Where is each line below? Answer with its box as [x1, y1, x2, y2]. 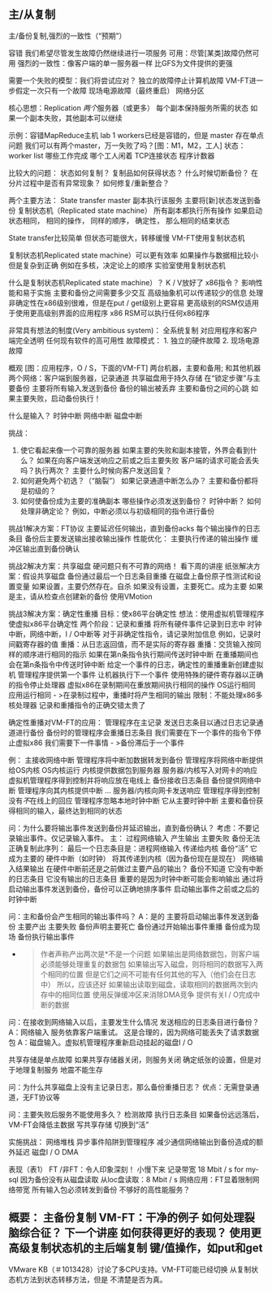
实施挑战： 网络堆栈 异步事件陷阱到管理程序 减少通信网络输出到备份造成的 [8, 1137, 257, 1147]
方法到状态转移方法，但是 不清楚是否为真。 [22, 1274, 167, 1284]
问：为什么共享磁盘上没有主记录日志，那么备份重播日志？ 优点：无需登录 [8, 1082, 253, 1091]
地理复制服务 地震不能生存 [15, 1064, 103, 1074]
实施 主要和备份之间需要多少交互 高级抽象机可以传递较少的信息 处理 [36, 288, 264, 297]
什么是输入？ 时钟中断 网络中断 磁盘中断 [8, 410, 143, 420]
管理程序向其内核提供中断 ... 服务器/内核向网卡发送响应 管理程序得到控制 [17, 785, 260, 795]
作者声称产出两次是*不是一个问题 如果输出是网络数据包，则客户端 [40, 949, 260, 959]
